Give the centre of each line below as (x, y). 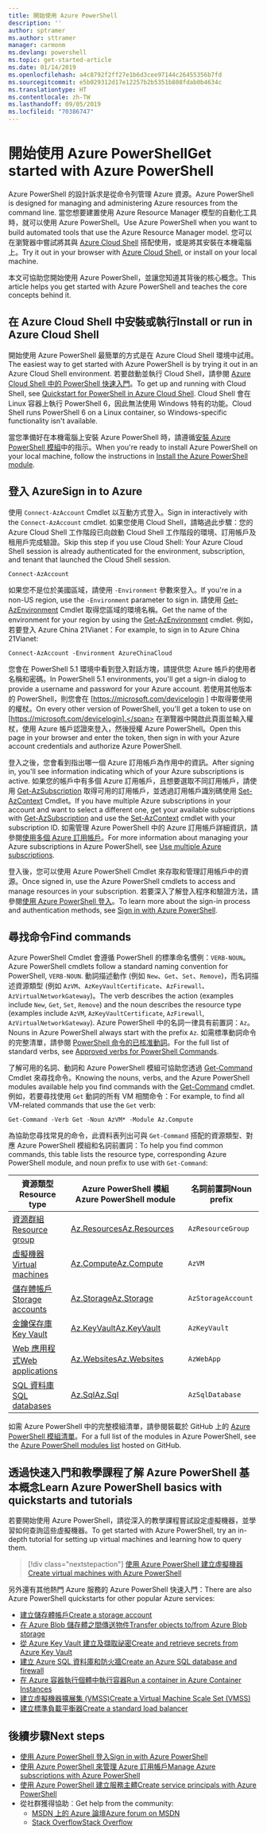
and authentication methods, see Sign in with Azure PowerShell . (113, 910)
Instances (36, 1689)
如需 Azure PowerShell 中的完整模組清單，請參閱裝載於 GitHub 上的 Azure (129, 1427)
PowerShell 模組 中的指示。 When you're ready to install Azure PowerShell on (133, 447)
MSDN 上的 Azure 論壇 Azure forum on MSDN (106, 1813)
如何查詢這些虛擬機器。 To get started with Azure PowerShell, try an (126, 1530)
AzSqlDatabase (215, 1395)
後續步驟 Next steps (56, 1736)
